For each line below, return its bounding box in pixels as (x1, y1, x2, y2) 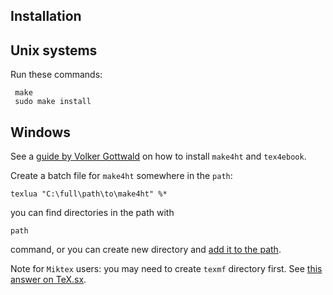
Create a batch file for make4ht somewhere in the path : (10, 170, 233, 182)
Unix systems (10, 42, 98, 59)
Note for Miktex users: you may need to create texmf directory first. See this (10, 263, 323, 275)
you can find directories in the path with (10, 207, 175, 219)
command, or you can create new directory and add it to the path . (10, 244, 282, 256)
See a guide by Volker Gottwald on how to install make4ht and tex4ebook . (10, 150, 307, 163)
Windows (10, 124, 71, 141)
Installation (10, 8, 82, 25)
